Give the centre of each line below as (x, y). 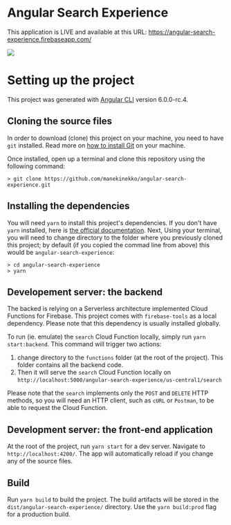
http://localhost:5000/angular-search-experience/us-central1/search (120, 380)
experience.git (29, 185)
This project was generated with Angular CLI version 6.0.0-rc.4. (98, 99)
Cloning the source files (60, 122)
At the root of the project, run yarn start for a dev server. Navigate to (106, 446)
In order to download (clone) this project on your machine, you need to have (115, 138)
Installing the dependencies (68, 206)
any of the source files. (40, 461)
